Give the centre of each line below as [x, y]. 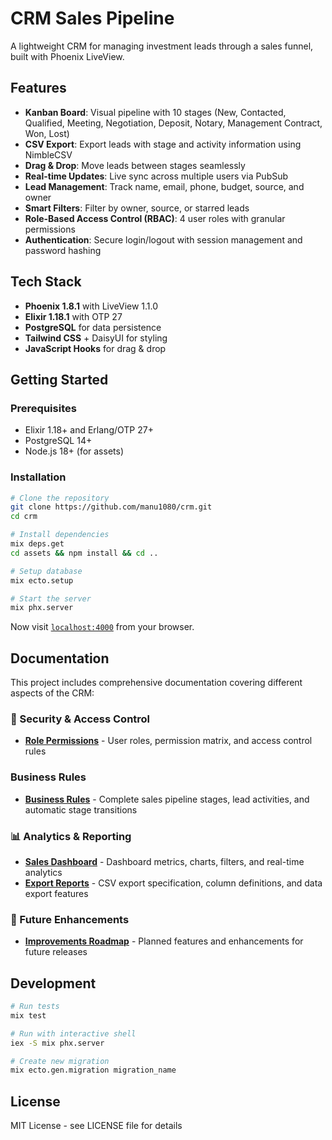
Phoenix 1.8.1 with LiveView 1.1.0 [91, 306]
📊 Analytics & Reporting [71, 836]
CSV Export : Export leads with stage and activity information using [163, 144]
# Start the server [51, 598]
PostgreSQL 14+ [58, 441]
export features [56, 893]
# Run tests [35, 1007]
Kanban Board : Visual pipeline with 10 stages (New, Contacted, [155, 112]
